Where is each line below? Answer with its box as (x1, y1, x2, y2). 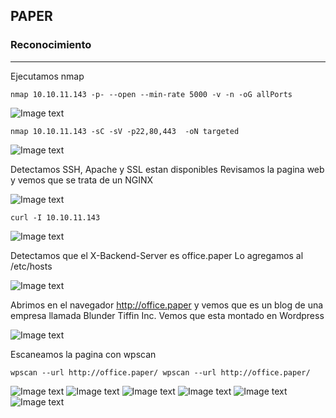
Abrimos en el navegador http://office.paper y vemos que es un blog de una (10, 299, 324, 311)
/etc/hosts (10, 260, 53, 272)
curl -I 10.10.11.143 (10, 212, 101, 223)
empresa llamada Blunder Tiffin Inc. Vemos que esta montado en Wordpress (10, 309, 325, 321)
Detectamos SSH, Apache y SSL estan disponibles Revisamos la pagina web (10, 163, 325, 175)
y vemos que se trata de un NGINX (10, 174, 154, 186)
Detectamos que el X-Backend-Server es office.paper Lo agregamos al (10, 249, 304, 261)
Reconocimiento (10, 38, 92, 52)
